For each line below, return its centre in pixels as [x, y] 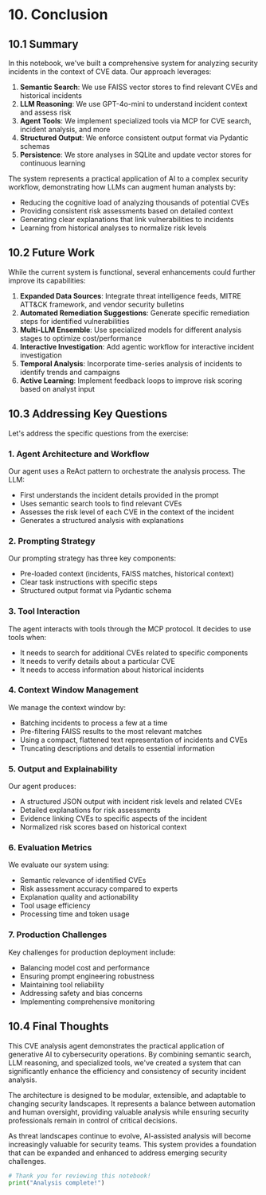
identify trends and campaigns [70, 372]
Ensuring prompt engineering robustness [87, 976]
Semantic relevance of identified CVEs [83, 881]
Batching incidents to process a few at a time [94, 723]
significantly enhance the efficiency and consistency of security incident [127, 1071]
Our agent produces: [43, 787]
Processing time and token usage [74, 914]
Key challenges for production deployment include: [92, 952]
